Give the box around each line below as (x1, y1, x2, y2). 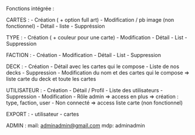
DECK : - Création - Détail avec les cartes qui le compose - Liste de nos (6, 63, 180, 70)
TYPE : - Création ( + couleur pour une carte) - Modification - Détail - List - (6, 34, 187, 41)
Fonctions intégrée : (6, 5, 55, 12)
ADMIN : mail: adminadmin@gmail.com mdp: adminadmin (6, 122, 145, 129)
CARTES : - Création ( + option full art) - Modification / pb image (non (6, 16, 174, 23)
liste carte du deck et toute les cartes (6, 76, 96, 82)
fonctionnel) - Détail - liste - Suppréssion (6, 23, 105, 29)
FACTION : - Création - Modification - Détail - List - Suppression (6, 52, 162, 58)
